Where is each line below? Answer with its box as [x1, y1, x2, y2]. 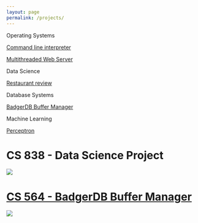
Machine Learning [6, 115, 52, 122]
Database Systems [6, 91, 54, 98]
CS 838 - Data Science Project [6, 148, 164, 162]
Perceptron [6, 127, 35, 134]
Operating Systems [6, 31, 55, 39]
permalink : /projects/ [6, 15, 64, 21]
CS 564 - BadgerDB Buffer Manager [6, 190, 192, 203]
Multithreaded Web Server [6, 55, 74, 63]
